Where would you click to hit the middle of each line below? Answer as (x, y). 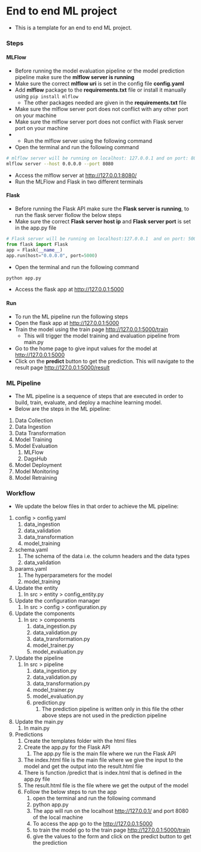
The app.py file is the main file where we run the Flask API (104, 754)
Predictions (29, 734)
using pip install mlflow (47, 97)
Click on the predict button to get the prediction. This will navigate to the (104, 361)
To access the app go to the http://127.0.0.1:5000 (93, 824)
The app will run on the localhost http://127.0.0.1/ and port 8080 (111, 811)
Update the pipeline (39, 658)
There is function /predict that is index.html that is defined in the (103, 773)
